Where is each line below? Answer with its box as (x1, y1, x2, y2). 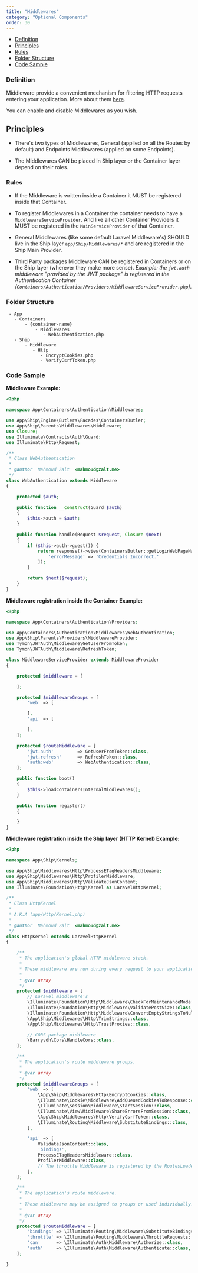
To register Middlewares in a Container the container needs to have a (14, 209, 183, 216)
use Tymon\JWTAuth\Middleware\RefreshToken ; (6, 646, 117, 652)
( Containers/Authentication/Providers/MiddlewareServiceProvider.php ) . (14, 283, 192, 290)
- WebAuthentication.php (43, 332, 104, 338)
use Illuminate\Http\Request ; (6, 439, 81, 445)
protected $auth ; (16, 494, 60, 500)
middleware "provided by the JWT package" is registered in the (14, 270, 170, 277)
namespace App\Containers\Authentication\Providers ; (6, 619, 138, 625)
